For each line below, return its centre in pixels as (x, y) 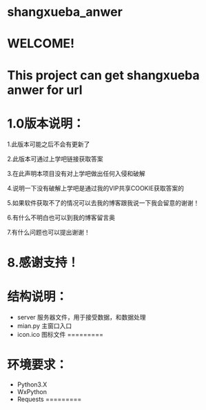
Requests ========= (49, 399)
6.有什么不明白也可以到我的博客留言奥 (61, 217)
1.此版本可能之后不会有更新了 (49, 144)
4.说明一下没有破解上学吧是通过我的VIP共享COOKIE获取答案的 (96, 188)
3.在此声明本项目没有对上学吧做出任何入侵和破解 (76, 173)
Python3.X (32, 384)
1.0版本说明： (46, 123)
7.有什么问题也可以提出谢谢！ (49, 232)
